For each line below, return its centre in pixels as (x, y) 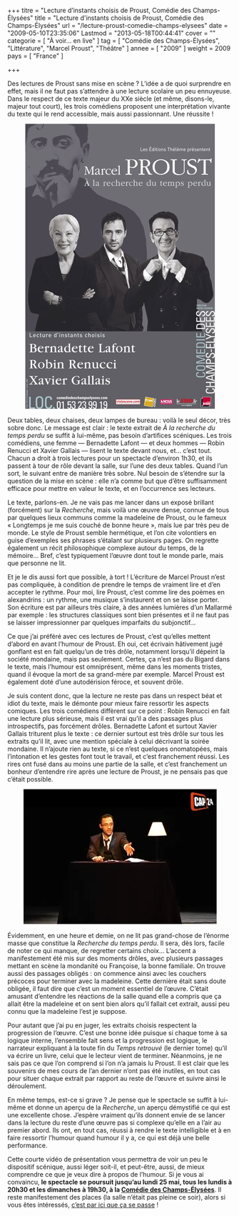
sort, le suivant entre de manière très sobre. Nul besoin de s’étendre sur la (116, 473)
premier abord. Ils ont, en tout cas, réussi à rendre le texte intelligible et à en (119, 1130)
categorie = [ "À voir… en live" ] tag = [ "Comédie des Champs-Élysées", (114, 41)
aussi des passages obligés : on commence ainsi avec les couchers (107, 973)
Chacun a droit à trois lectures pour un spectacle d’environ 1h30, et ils (110, 458)
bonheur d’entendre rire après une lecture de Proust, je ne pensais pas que (118, 772)
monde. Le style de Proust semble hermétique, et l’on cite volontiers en (112, 533)
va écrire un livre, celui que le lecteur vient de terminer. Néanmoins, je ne (115, 1056)
